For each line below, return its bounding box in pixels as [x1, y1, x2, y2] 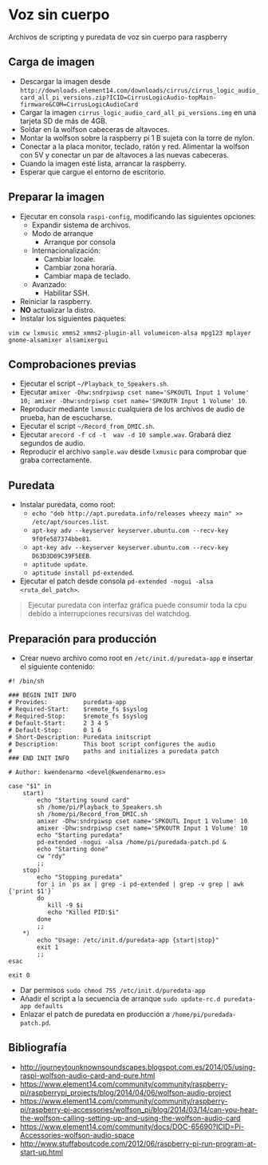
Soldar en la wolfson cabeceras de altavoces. [19, 124, 170, 134]
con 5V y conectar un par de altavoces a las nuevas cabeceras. [19, 150, 230, 159]
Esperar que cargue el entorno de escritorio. [19, 166, 166, 177]
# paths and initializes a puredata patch [8, 747, 219, 755]
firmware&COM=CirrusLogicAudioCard [19, 100, 139, 109]
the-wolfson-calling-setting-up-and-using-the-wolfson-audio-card [19, 1113, 241, 1123]
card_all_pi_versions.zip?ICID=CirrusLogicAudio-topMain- [19, 94, 217, 102]
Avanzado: [31, 279, 67, 289]
